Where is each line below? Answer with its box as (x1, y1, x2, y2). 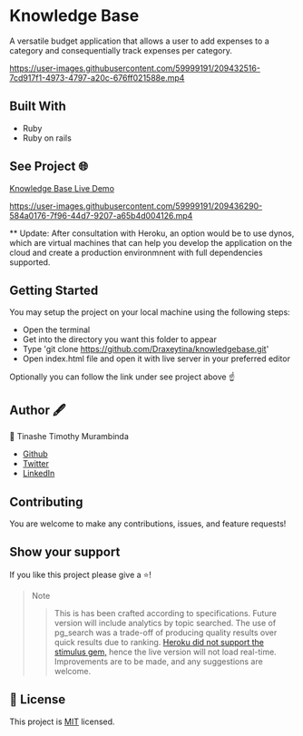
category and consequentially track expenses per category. (9, 44, 233, 55)
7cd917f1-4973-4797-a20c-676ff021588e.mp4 (9, 72, 185, 83)
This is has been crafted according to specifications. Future (54, 607, 277, 618)
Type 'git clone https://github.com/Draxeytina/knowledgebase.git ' (22, 344, 269, 355)
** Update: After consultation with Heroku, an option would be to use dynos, (9, 228, 295, 239)
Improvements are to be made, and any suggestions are (54, 655, 263, 667)
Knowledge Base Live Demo (9, 182, 115, 193)
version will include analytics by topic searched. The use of (54, 617, 277, 628)
